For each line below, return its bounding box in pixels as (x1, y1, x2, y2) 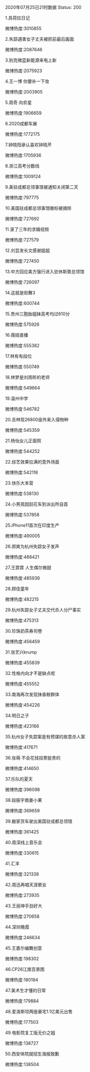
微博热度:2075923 (5, 68, 43, 74)
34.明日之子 (5, 713, 30, 718)
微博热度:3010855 (5, 25, 42, 31)
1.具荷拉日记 (5, 15, 30, 21)
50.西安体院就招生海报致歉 (5, 1051, 59, 1057)
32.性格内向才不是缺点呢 (5, 671, 55, 676)
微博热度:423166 (5, 723, 40, 729)
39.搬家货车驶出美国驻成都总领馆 (5, 818, 73, 824)
